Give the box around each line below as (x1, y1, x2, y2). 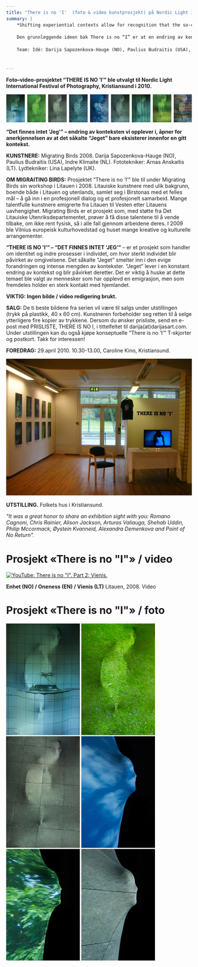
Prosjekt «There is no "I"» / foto (6, 604, 165, 617)
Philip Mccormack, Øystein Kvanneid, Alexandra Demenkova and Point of (6, 525, 185, 533)
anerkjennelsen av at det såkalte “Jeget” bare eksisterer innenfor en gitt (6, 134, 187, 141)
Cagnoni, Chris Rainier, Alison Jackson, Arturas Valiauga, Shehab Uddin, (6, 519, 184, 526)
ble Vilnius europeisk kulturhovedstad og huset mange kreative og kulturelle (6, 226, 191, 233)
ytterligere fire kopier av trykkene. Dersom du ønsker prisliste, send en (6, 316, 178, 324)
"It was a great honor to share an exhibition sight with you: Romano (6, 513, 171, 520)
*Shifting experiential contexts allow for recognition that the (16, 22, 181, 28)
